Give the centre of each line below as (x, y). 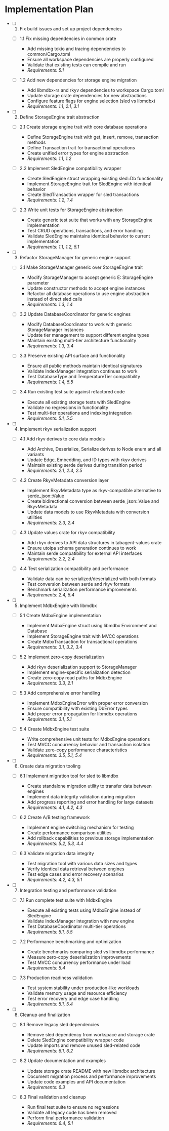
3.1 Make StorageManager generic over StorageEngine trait (81, 267)
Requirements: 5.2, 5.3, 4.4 (55, 843)
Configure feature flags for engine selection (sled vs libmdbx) (91, 101)
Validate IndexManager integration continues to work (82, 371)
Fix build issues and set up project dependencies (71, 28)
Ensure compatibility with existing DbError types (77, 708)
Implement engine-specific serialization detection (79, 672)
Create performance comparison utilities (69, 833)
